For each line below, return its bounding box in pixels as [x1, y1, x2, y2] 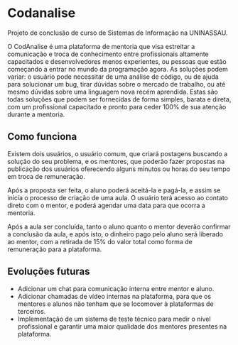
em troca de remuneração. [7, 172, 85, 180]
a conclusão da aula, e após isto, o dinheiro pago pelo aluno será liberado [7, 229, 224, 239]
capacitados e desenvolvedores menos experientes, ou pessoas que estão [7, 57, 227, 65]
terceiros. [17, 307, 46, 315]
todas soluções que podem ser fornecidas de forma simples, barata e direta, [7, 94, 232, 104]
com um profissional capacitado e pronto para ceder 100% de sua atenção [7, 102, 227, 111]
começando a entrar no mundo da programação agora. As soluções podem [7, 65, 229, 73]
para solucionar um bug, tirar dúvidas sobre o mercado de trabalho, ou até [7, 80, 226, 88]
